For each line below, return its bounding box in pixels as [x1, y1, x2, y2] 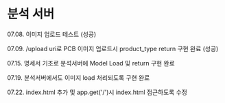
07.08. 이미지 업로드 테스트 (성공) [7, 30, 97, 38]
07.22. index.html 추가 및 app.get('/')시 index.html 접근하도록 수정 [7, 88, 187, 96]
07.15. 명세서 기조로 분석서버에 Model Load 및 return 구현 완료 [7, 59, 175, 67]
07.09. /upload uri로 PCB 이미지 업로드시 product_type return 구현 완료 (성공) [7, 44, 219, 53]
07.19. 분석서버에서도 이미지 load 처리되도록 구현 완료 [7, 73, 150, 82]
